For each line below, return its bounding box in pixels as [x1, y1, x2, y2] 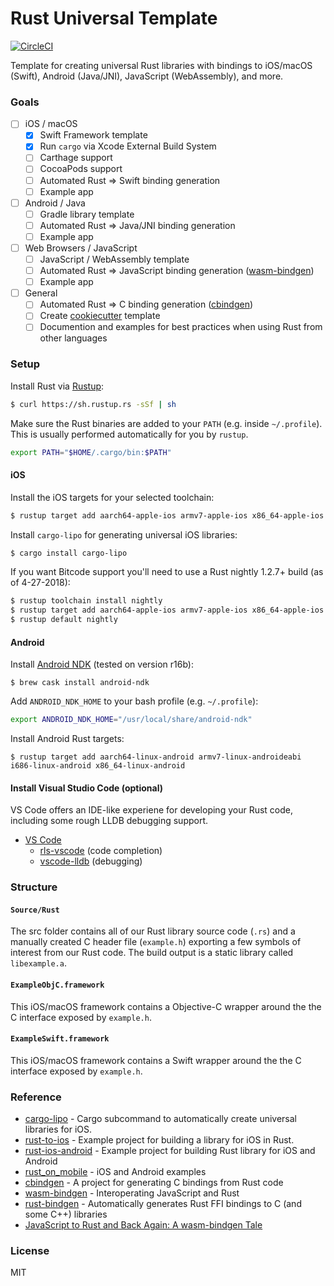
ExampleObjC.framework [10, 980, 105, 991]
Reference [10, 1090, 62, 1104]
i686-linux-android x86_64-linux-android [10, 761, 186, 771]
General [24, 287, 58, 299]
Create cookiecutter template [39, 310, 161, 322]
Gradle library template [39, 208, 135, 220]
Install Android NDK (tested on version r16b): [10, 658, 194, 671]
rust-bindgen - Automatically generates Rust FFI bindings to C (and [24, 1198, 302, 1210]
